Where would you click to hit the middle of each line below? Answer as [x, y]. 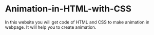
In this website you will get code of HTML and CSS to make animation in [77, 22]
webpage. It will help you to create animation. [51, 27]
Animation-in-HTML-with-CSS [68, 9]
